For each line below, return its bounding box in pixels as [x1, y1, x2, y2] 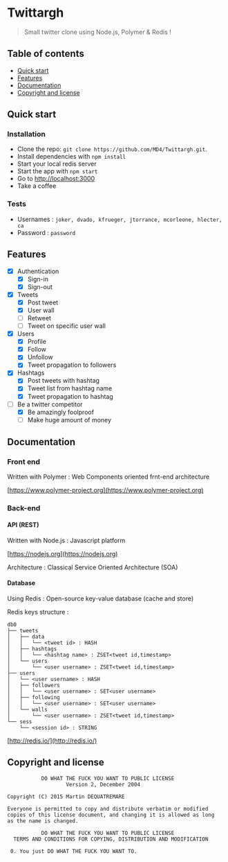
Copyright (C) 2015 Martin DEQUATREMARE [7, 793, 126, 800]
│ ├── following [7, 693, 60, 701]
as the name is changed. [7, 817, 79, 825]
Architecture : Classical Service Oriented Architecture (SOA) [7, 563, 178, 571]
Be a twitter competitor [17, 400, 83, 408]
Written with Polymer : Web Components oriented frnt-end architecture [7, 473, 210, 481]
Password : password [17, 228, 76, 236]
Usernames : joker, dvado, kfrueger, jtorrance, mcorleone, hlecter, [17, 215, 222, 223]
